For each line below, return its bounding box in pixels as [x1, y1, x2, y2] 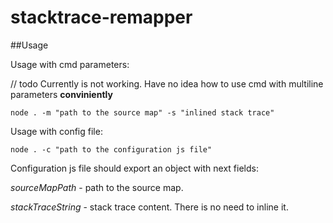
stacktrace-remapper [10, 6, 193, 29]
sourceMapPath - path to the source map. [10, 181, 184, 193]
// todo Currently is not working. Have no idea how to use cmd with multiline [10, 77, 324, 90]
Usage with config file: [10, 125, 103, 137]
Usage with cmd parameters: [10, 58, 130, 70]
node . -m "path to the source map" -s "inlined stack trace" [10, 107, 275, 118]
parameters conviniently [10, 88, 113, 100]
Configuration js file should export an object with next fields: [10, 162, 259, 174]
